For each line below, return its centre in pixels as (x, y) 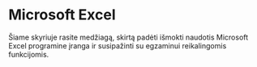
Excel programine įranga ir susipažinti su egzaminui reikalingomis (118, 45)
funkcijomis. (29, 54)
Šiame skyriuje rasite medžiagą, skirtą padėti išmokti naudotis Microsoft (128, 37)
